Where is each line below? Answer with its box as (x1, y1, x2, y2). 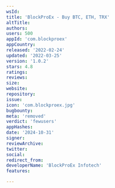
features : (6, 168, 31, 174)
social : (6, 151, 25, 157)
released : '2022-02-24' (6, 47, 65, 53)
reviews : (6, 74, 28, 80)
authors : (6, 25, 28, 31)
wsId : (6, 8, 20, 15)
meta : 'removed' (6, 113, 46, 119)
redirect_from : (6, 157, 44, 163)
